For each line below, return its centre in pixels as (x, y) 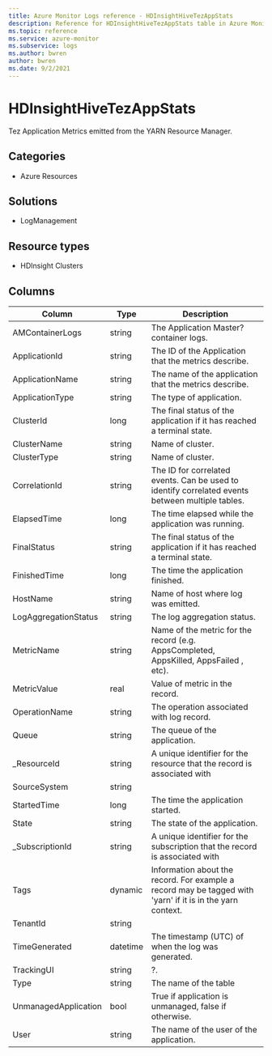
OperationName (42, 711)
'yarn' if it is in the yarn (195, 900)
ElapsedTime (37, 519)
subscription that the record (204, 846)
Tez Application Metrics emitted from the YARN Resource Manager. (121, 131)
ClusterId (30, 420)
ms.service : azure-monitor (54, 38)
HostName (33, 598)
